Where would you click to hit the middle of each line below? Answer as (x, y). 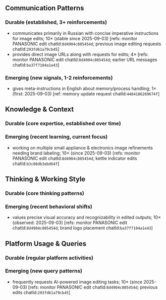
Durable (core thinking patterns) (45, 193)
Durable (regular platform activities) (49, 258)
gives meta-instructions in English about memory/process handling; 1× (84, 88)
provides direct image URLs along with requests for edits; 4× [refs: (80, 54)
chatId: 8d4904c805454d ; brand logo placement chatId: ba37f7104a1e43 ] (83, 228)
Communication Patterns (45, 8)
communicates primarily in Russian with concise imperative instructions (85, 33)
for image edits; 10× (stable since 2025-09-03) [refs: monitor (75, 38)
